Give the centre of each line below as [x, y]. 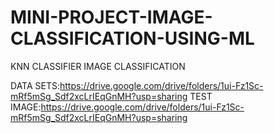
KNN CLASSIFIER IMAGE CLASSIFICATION [98, 66]
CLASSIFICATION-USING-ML [132, 38]
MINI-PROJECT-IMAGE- [111, 17]
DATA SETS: [35, 85]
